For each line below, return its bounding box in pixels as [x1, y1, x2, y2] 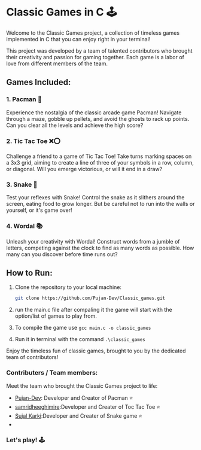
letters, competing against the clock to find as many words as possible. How [6, 244, 194, 251]
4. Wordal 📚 [6, 222, 43, 230]
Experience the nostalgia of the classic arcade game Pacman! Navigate [6, 109, 182, 116]
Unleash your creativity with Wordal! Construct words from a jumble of [6, 238, 181, 245]
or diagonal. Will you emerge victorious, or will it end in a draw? [6, 165, 163, 172]
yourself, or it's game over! [6, 206, 72, 214]
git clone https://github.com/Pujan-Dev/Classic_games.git [14, 295, 166, 302]
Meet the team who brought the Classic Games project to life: [6, 382, 158, 390]
